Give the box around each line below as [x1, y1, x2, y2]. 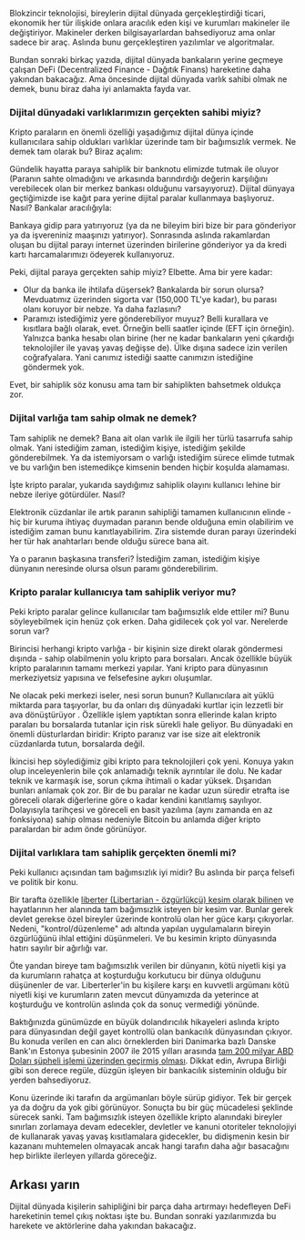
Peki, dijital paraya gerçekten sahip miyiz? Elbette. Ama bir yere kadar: [9, 267, 273, 278]
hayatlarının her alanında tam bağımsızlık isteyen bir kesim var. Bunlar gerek [9, 904, 294, 915]
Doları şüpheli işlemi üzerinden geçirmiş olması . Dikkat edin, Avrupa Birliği [9, 1055, 287, 1066]
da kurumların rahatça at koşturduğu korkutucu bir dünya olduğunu [9, 970, 261, 981]
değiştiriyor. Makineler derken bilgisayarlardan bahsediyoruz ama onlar [9, 27, 276, 37]
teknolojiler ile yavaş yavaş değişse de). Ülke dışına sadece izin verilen [22, 342, 289, 353]
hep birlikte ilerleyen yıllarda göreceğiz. [9, 1151, 158, 1162]
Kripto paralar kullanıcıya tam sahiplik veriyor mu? [9, 585, 237, 598]
